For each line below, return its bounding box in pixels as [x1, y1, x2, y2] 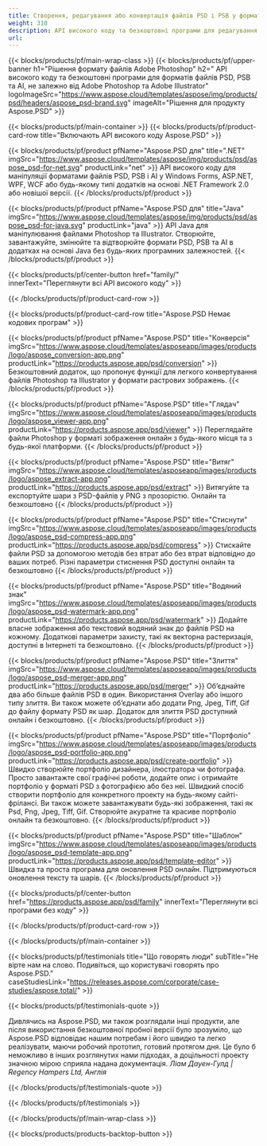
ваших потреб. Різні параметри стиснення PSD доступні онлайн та [8, 557, 235, 567]
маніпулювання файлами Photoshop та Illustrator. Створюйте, [8, 229, 216, 239]
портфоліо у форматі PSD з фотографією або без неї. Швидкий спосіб [8, 782, 244, 791]
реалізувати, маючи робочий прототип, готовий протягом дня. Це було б [8, 1042, 257, 1052]
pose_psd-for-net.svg [8, 163, 80, 172]
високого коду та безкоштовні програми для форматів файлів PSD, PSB [8, 73, 251, 82]
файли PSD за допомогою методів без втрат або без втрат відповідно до [8, 549, 256, 559]
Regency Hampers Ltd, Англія [8, 1067, 107, 1077]
